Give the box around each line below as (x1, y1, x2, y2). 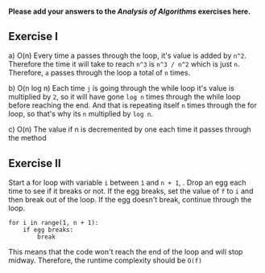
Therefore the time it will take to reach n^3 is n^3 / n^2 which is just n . (8, 59, 240, 69)
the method (8, 133, 47, 143)
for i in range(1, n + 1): (8, 219, 99, 227)
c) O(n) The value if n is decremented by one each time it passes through (8, 124, 251, 134)
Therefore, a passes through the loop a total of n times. (8, 68, 191, 78)
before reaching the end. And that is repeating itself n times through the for (8, 100, 258, 110)
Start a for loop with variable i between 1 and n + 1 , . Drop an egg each (8, 177, 247, 188)
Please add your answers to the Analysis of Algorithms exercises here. (8, 6, 251, 16)
